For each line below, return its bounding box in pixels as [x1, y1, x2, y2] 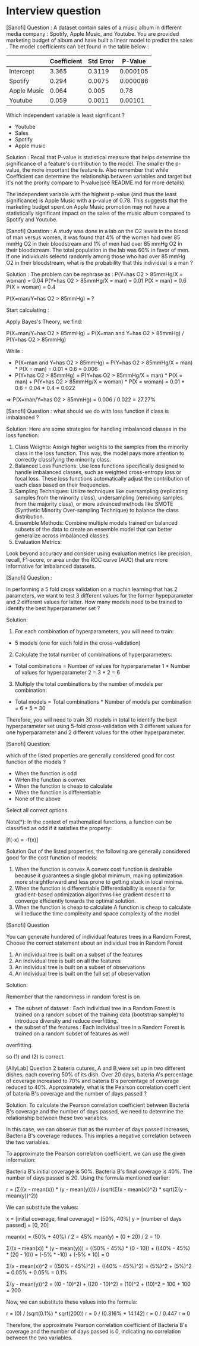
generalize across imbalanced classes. [14, 532, 110, 539]
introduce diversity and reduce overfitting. [14, 1017, 119, 1024]
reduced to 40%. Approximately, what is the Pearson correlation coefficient [6, 1084, 191, 1091]
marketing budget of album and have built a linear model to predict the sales [6, 36, 193, 44]
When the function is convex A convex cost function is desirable [14, 865, 172, 872]
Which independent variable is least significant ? [6, 112, 125, 119]
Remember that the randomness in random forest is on [6, 993, 140, 1000]
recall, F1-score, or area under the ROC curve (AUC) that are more [6, 556, 168, 563]
